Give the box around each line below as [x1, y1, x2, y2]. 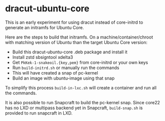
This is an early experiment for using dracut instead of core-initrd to [5, 19, 143, 25]
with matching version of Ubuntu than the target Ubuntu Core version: [5, 39, 148, 45]
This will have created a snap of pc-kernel [12, 70, 98, 76]
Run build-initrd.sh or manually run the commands [12, 65, 120, 71]
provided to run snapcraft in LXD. [5, 110, 73, 116]
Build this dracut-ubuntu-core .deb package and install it [12, 49, 127, 55]
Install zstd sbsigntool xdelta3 [12, 54, 73, 60]
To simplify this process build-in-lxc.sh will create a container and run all [5, 84, 157, 90]
